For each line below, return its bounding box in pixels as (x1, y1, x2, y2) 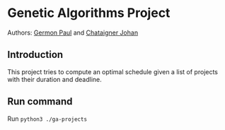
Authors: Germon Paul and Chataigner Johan (7, 28, 139, 37)
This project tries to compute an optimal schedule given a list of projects (7, 67, 218, 76)
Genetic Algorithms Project (7, 5, 171, 21)
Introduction (7, 49, 64, 61)
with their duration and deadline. (7, 75, 103, 83)
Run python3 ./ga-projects (7, 114, 87, 123)
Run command (7, 95, 73, 107)
